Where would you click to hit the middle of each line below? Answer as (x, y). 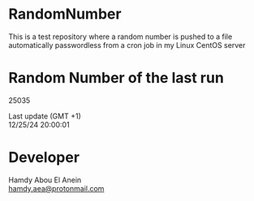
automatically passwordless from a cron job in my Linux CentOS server (127, 45)
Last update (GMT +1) (45, 116)
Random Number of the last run (116, 78)
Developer (44, 158)
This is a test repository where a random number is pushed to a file (121, 36)
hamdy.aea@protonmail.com (56, 188)
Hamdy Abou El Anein (45, 180)
